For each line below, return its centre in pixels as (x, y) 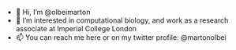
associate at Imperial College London (76, 29)
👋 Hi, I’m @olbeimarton (53, 12)
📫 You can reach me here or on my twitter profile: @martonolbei (121, 37)
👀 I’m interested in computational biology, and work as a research (122, 20)
